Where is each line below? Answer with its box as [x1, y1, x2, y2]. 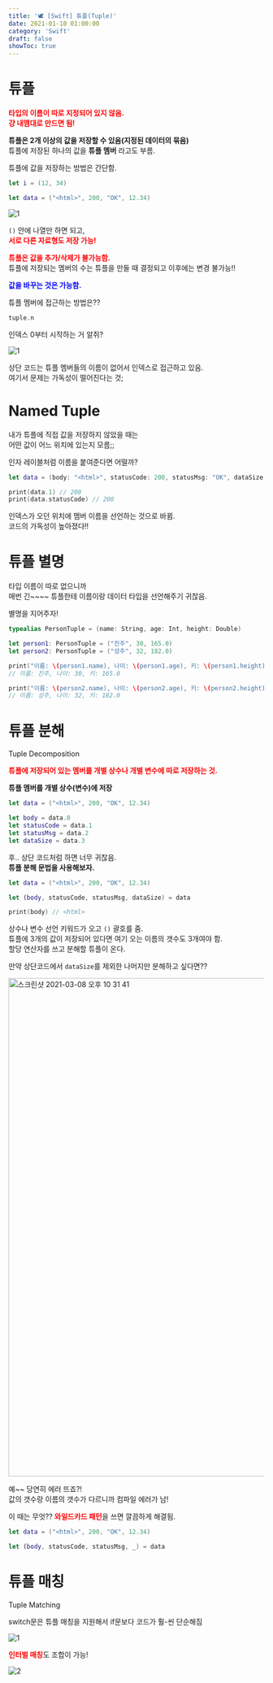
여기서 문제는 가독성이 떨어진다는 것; [8, 372, 124, 382]
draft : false [8, 34, 53, 43]
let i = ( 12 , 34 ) [8, 180, 67, 188]
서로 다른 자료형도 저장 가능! [8, 235, 97, 245]
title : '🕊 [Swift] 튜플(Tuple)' [8, 11, 117, 20]
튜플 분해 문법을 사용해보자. [8, 863, 95, 872]
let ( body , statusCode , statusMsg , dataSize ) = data [8, 894, 191, 902]
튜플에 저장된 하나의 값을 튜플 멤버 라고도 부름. [8, 146, 156, 155]
